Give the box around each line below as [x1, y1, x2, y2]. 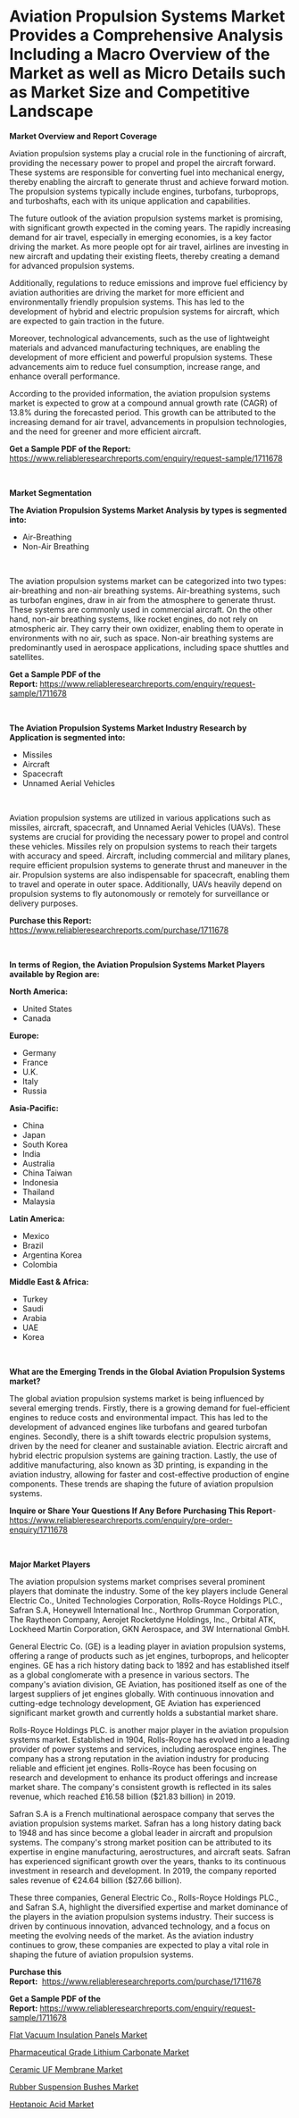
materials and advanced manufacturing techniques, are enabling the [9, 342, 261, 353]
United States [21, 1003, 73, 1014]
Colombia [21, 1259, 58, 1269]
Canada [21, 1012, 52, 1024]
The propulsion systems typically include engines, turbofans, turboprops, [9, 186, 279, 197]
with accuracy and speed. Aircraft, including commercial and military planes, [9, 850, 291, 861]
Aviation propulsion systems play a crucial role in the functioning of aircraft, [9, 147, 287, 158]
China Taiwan [21, 1168, 73, 1178]
